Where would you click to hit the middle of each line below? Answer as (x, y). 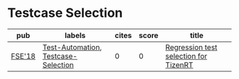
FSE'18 (23, 56)
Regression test (191, 47)
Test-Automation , (72, 47)
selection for (186, 56)
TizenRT (179, 65)
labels (75, 35)
